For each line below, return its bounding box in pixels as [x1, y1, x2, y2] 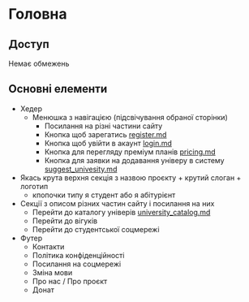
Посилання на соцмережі [32, 259, 122, 269]
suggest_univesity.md [44, 164, 118, 174]
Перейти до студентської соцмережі [32, 224, 160, 234]
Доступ [8, 37, 50, 51]
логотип [19, 181, 49, 191]
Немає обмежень [8, 58, 70, 68]
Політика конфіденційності [32, 250, 125, 260]
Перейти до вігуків [32, 216, 98, 226]
